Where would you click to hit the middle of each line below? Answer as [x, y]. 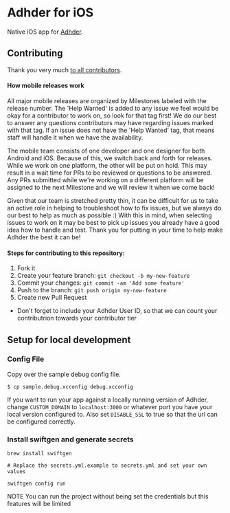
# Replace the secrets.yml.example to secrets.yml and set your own [107, 466]
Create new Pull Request [52, 298]
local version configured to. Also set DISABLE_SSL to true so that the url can [112, 414]
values [16, 472]
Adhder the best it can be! [44, 237]
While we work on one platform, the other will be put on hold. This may [107, 165]
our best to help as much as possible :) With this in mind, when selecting [110, 215]
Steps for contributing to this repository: [66, 253]
